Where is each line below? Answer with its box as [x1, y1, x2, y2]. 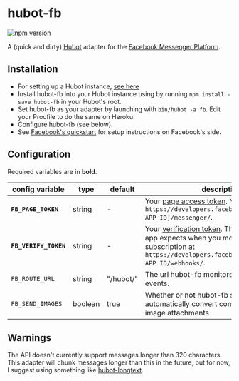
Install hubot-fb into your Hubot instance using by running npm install [17, 89, 225, 98]
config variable [11, 184, 65, 194]
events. [144, 278, 169, 288]
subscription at [144, 241, 196, 251]
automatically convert [144, 298, 218, 308]
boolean [72, 298, 100, 308]
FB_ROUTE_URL [11, 275, 55, 283]
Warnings [7, 332, 52, 344]
